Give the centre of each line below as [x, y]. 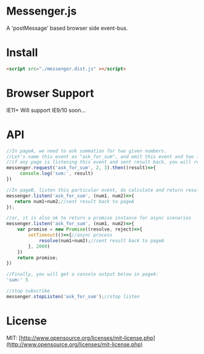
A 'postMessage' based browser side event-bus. [67, 28]
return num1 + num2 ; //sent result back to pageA [74, 201]
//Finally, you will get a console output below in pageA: [83, 274]
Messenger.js [42, 11]
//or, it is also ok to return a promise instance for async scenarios [99, 218]
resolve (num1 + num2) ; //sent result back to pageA [101, 241]
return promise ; [38, 258]
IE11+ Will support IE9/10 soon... [46, 110]
